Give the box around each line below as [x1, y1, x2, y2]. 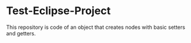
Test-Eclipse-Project [6, 4, 111, 18]
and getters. [6, 29, 36, 37]
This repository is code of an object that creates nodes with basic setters [6, 24, 186, 31]
